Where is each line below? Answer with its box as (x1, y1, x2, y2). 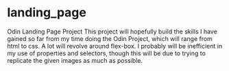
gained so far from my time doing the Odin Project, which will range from (7, 34, 213, 42)
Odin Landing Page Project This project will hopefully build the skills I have (7, 27, 217, 35)
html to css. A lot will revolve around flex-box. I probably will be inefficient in (7, 42, 223, 50)
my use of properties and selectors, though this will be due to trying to (7, 49, 206, 57)
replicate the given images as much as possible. (7, 56, 143, 64)
